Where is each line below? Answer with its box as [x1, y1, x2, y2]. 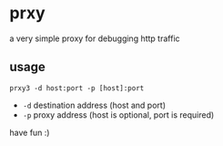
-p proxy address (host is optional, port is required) [22, 109, 215, 120]
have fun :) [9, 127, 50, 138]
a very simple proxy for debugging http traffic [9, 33, 180, 44]
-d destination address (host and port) [22, 99, 167, 110]
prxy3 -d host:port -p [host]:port [9, 83, 145, 93]
